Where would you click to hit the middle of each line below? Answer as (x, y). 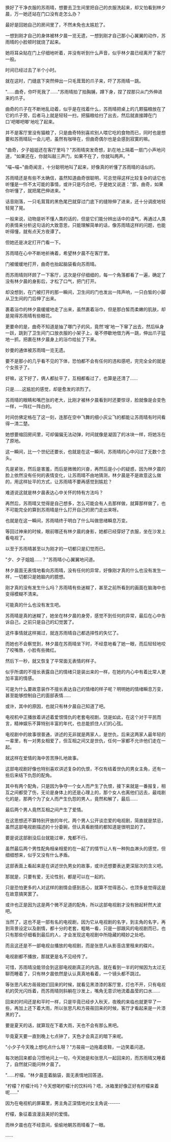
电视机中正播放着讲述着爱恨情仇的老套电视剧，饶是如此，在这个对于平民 (81, 717)
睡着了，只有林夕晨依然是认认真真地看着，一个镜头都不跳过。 (79, 974)
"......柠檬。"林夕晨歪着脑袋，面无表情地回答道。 (56, 1075)
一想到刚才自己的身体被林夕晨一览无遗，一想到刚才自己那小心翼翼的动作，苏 (85, 35)
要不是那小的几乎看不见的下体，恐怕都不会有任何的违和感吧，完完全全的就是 (85, 361)
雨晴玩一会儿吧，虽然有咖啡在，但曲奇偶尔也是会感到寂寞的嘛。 (85, 139)
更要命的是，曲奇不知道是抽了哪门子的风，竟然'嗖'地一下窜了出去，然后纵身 (85, 326)
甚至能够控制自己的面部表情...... (38, 695)
